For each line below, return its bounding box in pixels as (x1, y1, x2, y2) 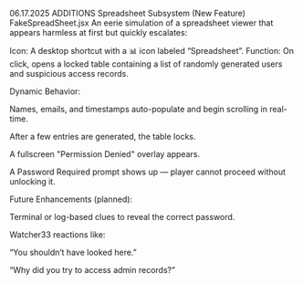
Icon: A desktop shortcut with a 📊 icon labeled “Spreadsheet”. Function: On (9, 46, 295, 56)
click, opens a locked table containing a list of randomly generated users (9, 58, 283, 69)
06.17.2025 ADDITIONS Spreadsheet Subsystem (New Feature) (9, 8, 246, 18)
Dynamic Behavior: (9, 86, 80, 97)
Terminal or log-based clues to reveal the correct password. (9, 212, 235, 222)
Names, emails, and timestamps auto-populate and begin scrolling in (9, 104, 267, 114)
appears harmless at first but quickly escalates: (9, 27, 188, 37)
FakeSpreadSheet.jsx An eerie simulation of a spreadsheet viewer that (9, 17, 274, 28)
